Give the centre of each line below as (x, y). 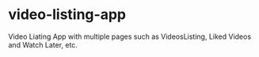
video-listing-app (67, 15)
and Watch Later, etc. (43, 44)
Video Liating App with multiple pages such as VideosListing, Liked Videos (130, 36)
